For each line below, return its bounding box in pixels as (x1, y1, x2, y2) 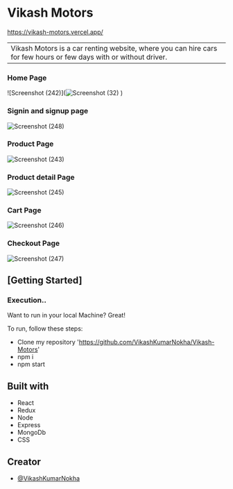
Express (17, 421, 41, 429)
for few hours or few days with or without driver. (10, 52, 168, 62)
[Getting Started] (7, 274, 83, 286)
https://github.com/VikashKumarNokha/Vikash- (78, 338, 215, 347)
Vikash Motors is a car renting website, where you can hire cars (10, 43, 218, 53)
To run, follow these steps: (7, 324, 83, 333)
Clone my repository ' (17, 338, 80, 347)
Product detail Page (7, 172, 75, 182)
